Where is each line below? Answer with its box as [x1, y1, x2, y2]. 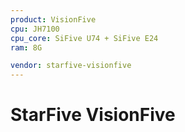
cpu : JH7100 [10, 24, 60, 34]
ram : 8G [10, 42, 43, 53]
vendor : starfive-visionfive [10, 61, 132, 71]
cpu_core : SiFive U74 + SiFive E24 [10, 33, 159, 43]
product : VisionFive [10, 14, 97, 25]
